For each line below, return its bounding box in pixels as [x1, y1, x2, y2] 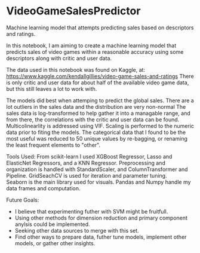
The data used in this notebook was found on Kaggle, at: [6, 66, 145, 73]
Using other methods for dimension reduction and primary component [14, 214, 188, 221]
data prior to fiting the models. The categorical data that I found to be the [6, 129, 186, 136]
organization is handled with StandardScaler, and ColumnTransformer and [6, 166, 188, 173]
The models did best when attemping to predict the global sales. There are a [6, 97, 194, 104]
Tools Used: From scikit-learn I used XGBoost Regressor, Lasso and [6, 153, 173, 160]
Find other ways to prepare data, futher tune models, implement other [14, 233, 187, 240]
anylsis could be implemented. [14, 220, 91, 228]
